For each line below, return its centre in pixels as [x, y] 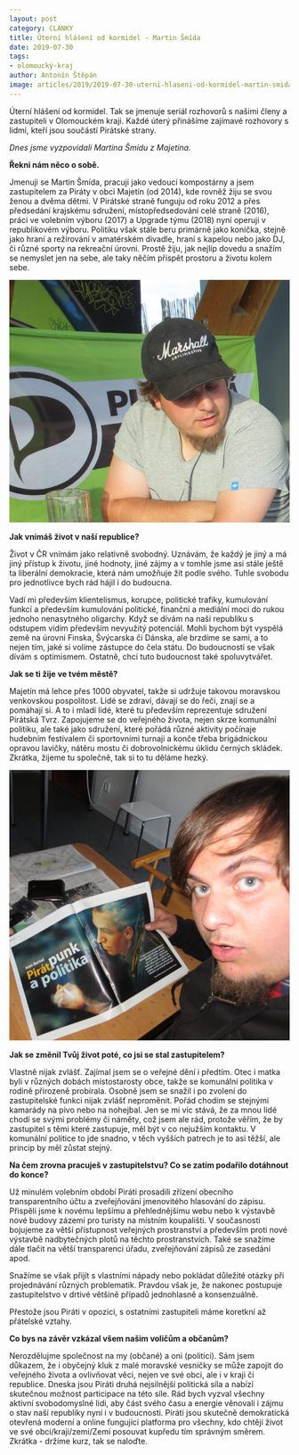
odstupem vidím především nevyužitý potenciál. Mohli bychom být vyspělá [146, 628]
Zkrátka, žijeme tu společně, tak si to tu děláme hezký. [109, 757]
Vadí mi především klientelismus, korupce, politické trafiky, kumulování [139, 600]
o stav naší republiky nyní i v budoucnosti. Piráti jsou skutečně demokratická [149, 1412]
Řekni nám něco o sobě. [54, 164]
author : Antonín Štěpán [53, 76]
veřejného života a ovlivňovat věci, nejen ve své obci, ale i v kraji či [132, 1375]
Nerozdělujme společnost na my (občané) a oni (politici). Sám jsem [132, 1355]
